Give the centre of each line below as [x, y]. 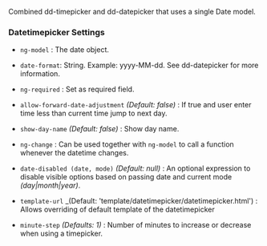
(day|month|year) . [50, 186]
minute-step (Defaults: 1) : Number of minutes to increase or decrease [136, 225]
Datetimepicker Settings [57, 32]
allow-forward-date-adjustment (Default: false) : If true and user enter [136, 105]
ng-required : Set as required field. [77, 89]
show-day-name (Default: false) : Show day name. [99, 129]
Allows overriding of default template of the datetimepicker [117, 210]
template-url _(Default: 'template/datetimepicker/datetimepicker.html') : [139, 201]
